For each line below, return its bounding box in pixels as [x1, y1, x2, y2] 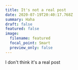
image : [5, 31, 19, 36]
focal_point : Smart [10, 41, 51, 46]
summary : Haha [5, 17, 35, 22]
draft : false [5, 21, 33, 27]
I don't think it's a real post [5, 59, 60, 65]
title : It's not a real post [5, 7, 66, 13]
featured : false [5, 26, 39, 31]
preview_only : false [10, 45, 53, 50]
